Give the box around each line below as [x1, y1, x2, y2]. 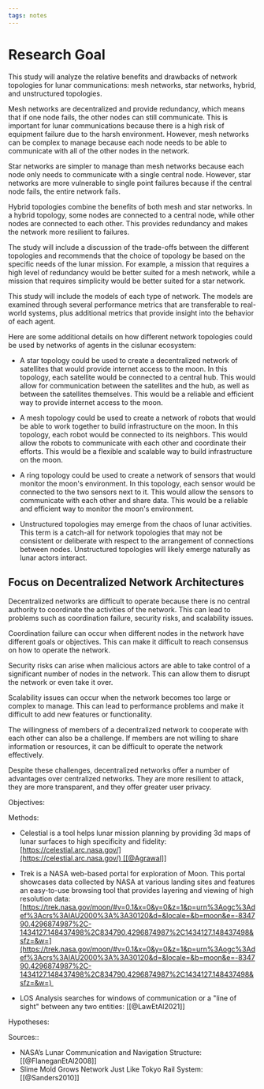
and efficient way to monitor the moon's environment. [19, 504, 195, 513]
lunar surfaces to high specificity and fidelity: [19, 837, 167, 846]
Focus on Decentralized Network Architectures [8, 575, 244, 589]
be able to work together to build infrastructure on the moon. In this [19, 421, 239, 431]
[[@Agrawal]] [123, 853, 167, 863]
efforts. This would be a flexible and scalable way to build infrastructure [19, 446, 253, 456]
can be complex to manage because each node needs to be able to [8, 138, 227, 147]
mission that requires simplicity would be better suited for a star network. [8, 276, 246, 285]
